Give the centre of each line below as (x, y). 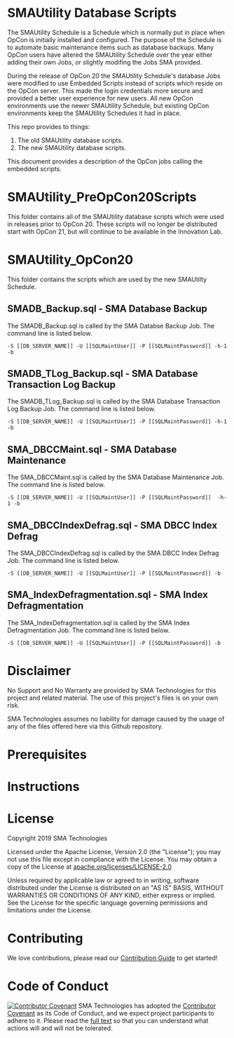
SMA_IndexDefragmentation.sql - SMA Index (108, 595)
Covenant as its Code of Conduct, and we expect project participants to (111, 1013)
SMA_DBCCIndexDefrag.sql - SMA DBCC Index (112, 525)
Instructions (43, 787)
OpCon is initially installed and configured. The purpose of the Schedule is (115, 39)
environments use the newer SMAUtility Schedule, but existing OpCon (108, 105)
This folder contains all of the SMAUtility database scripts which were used (116, 216)
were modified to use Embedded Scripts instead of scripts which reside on (115, 83)
